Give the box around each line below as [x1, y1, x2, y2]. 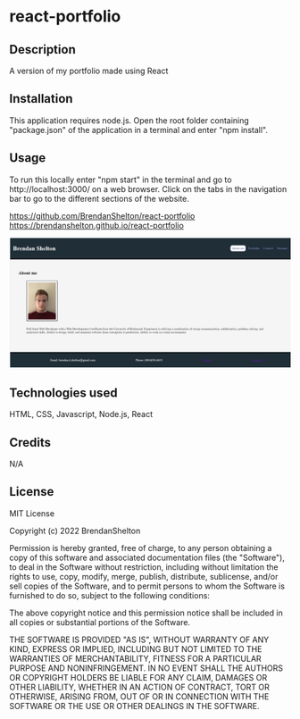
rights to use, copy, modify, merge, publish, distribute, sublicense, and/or [9, 571, 279, 581]
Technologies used [9, 385, 118, 400]
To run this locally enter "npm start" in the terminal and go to [9, 174, 232, 185]
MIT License [9, 507, 55, 519]
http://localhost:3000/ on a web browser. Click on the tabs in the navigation [9, 183, 287, 194]
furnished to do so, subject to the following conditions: [9, 589, 210, 600]
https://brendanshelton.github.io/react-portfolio [9, 220, 185, 230]
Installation [9, 91, 73, 106]
